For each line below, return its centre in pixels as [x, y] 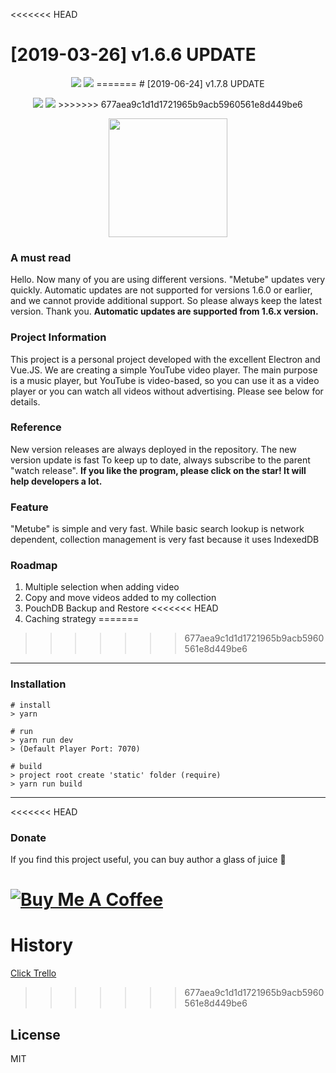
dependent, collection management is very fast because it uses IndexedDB [165, 540]
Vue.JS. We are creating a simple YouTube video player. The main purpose [164, 370]
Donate [28, 837]
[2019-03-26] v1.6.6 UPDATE [133, 55]
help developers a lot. [56, 481]
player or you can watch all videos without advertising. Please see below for [167, 391]
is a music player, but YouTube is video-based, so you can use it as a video [165, 380]
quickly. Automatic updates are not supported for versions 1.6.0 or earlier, [161, 290]
